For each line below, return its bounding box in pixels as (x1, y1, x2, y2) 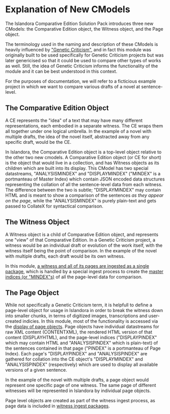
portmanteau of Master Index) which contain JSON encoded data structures (5, 176, 165, 182)
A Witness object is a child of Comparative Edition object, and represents (5, 231, 159, 238)
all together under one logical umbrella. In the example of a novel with (5, 128, 152, 134)
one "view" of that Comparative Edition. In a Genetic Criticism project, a (5, 237, 156, 243)
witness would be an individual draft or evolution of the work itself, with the (5, 242, 163, 248)
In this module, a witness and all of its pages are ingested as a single (5, 263, 149, 269)
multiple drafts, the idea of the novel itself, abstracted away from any (5, 134, 150, 140)
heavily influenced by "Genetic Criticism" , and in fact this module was (5, 46, 152, 53)
